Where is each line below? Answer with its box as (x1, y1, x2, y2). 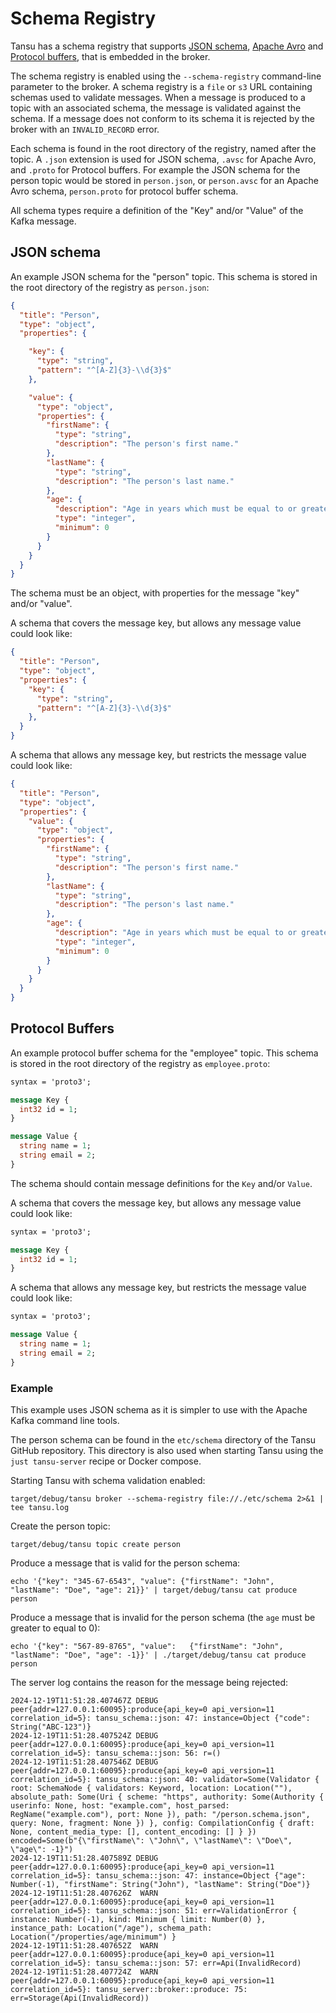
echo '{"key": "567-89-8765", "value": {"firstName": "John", (10, 1641, 284, 1651)
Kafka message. (10, 215, 77, 227)
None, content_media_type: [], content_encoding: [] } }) (10, 1827, 257, 1837)
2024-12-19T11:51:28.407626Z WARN (10, 1888, 159, 1898)
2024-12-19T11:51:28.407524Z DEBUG (10, 1730, 159, 1741)
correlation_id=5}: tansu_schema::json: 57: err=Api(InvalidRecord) (10, 1958, 302, 1968)
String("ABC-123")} (10, 1722, 92, 1732)
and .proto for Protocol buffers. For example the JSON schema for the (10, 163, 301, 176)
